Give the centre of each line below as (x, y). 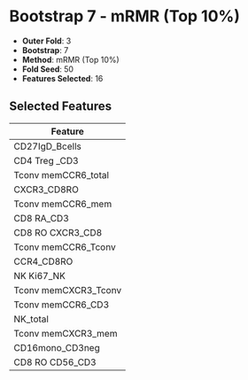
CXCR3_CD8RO (46, 190)
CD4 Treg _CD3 (46, 160)
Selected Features (61, 107)
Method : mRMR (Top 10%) (70, 59)
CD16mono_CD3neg (57, 347)
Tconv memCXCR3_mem (66, 333)
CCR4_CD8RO (43, 261)
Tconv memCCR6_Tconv (65, 247)
